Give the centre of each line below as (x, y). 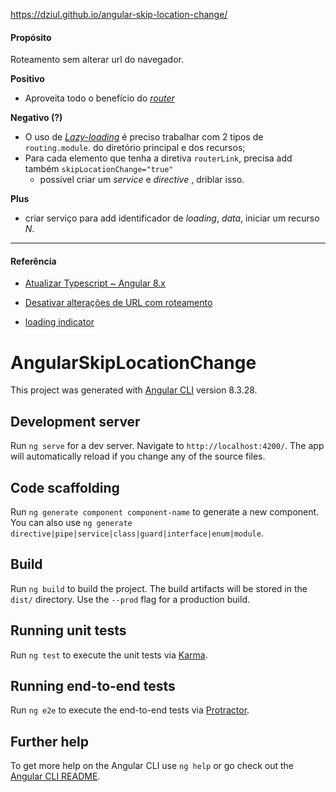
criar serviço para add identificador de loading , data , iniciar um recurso (172, 218)
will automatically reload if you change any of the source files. (138, 456)
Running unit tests (68, 630)
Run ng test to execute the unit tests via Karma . (109, 655)
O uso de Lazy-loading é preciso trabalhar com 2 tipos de (144, 137)
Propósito (31, 37)
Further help (50, 741)
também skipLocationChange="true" (99, 169)
